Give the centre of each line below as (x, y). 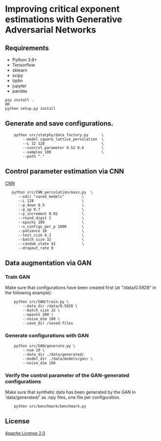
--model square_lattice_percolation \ (63, 139)
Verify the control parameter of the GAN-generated (67, 375)
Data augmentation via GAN (48, 263)
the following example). (29, 293)
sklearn (20, 70)
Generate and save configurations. (59, 124)
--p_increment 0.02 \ (51, 214)
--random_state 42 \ (51, 244)
